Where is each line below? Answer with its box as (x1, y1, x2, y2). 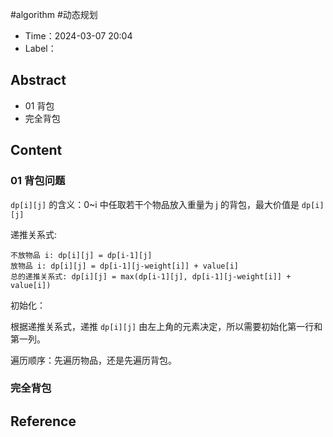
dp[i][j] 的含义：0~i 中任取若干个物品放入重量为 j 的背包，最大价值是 (10, 198, 300, 210)
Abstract (10, 72, 67, 89)
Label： (24, 43, 57, 54)
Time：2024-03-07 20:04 (24, 30, 133, 42)
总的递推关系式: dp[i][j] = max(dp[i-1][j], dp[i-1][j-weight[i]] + (10, 271, 292, 282)
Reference (10, 413, 77, 430)
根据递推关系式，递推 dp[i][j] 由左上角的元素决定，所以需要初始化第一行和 (10, 320, 323, 332)
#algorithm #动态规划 (10, 9, 98, 20)
